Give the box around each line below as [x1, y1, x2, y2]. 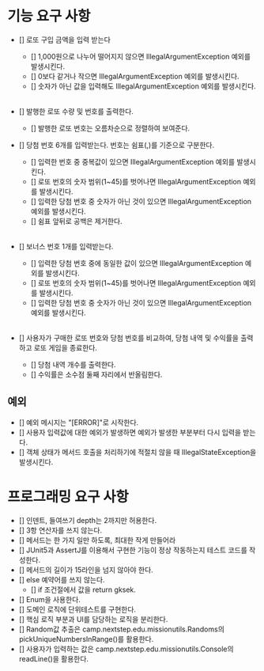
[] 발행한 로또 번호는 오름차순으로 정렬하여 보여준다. [30, 123, 190, 133]
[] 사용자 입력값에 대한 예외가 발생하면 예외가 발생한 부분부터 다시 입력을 [18, 427, 242, 437]
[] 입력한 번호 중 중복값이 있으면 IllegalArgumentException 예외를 [30, 157, 235, 166]
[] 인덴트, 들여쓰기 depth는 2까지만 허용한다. [18, 515, 157, 525]
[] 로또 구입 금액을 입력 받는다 [18, 35, 111, 44]
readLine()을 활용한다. [18, 654, 89, 663]
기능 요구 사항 [7, 7, 91, 25]
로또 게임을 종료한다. [33, 343, 98, 352]
